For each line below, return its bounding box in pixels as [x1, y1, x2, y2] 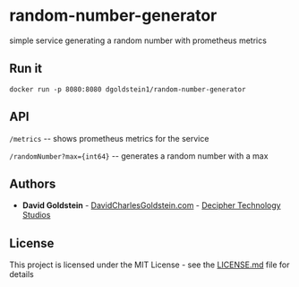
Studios [21, 210, 51, 221]
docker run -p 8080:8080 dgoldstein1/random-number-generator [9, 84, 246, 94]
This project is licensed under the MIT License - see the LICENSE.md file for [9, 259, 290, 270]
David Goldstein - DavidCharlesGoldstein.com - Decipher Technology [21, 200, 281, 211]
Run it [9, 61, 43, 76]
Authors [9, 176, 56, 191]
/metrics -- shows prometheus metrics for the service [9, 133, 209, 143]
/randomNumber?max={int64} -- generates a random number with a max [9, 150, 269, 161]
